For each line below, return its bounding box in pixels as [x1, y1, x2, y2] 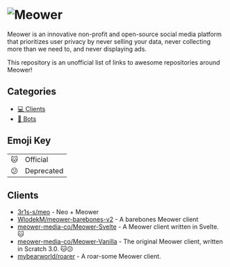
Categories [7, 86, 57, 97]
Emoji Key [7, 135, 51, 147]
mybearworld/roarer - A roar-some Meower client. [17, 252, 161, 261]
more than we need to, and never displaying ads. [7, 44, 147, 53]
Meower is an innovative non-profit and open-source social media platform [7, 30, 222, 38]
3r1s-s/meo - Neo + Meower [17, 208, 99, 216]
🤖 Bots [17, 115, 37, 123]
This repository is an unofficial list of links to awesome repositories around [7, 58, 220, 66]
